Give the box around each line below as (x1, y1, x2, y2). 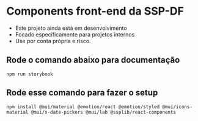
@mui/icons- (162, 103, 193, 110)
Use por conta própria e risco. (15, 37, 91, 44)
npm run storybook (6, 71, 53, 77)
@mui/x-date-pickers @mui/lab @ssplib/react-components (31, 109, 176, 115)
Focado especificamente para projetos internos (15, 30, 135, 38)
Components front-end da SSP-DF (6, 4, 185, 18)
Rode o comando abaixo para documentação (6, 55, 180, 65)
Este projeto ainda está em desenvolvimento (15, 24, 127, 32)
